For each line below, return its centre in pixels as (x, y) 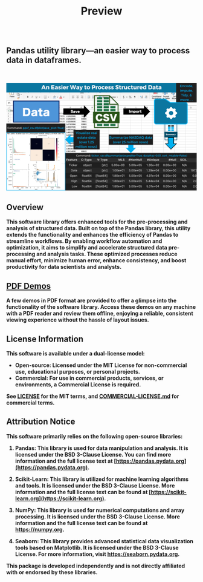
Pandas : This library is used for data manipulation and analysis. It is (101, 448)
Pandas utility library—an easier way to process (98, 51)
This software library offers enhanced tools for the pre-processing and (97, 222)
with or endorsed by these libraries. (52, 572)
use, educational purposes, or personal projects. (77, 371)
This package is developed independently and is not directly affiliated (96, 566)
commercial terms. (31, 402)
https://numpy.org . (40, 529)
